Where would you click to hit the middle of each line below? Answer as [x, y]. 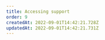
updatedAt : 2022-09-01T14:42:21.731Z [52, 28]
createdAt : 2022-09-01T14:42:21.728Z [52, 22]
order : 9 [17, 17]
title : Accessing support [38, 11]
